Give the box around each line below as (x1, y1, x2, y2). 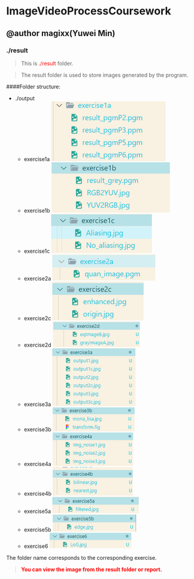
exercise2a (23, 274, 51, 282)
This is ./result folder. (20, 59, 74, 67)
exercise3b (23, 425, 52, 433)
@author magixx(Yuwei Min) (6, 28, 116, 38)
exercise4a (23, 460, 51, 467)
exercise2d (23, 341, 52, 348)
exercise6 (23, 542, 48, 550)
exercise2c (23, 314, 51, 322)
